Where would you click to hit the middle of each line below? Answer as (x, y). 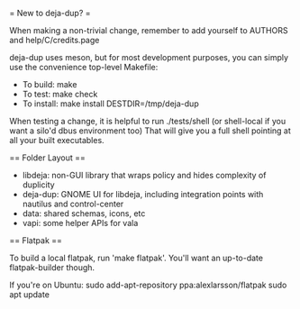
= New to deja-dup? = (50, 13)
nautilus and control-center (73, 204)
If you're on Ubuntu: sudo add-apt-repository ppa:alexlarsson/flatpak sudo (148, 285)
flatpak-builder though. (52, 268)
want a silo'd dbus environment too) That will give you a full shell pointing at (150, 131)
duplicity (39, 185)
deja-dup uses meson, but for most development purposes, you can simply (149, 57)
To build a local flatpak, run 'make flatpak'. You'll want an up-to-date (136, 258)
